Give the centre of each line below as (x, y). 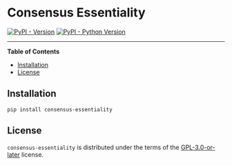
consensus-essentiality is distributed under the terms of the (93, 147)
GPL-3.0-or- (198, 147)
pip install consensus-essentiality (60, 109)
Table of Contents (33, 51)
